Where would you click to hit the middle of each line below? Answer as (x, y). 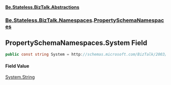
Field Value (17, 66)
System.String (20, 77)
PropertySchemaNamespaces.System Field (76, 43)
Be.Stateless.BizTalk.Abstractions (42, 7)
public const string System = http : (44, 55)
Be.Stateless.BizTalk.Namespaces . (50, 20)
